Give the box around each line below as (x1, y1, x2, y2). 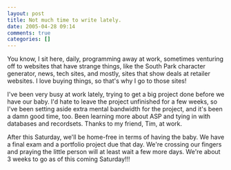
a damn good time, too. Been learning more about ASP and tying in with (7, 112, 211, 121)
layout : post (7, 10, 45, 17)
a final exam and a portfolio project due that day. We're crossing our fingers (7, 140, 222, 149)
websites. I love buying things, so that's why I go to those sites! (7, 77, 187, 85)
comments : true (7, 29, 51, 37)
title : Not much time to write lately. (7, 17, 122, 23)
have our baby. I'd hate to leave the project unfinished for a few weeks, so (7, 97, 218, 106)
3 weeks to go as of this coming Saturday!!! (7, 155, 130, 163)
